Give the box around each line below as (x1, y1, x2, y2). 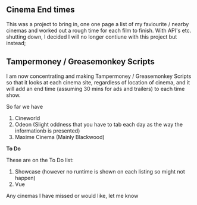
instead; (6, 39, 26, 46)
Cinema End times (6, 5, 75, 15)
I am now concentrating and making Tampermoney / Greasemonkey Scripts (6, 72, 192, 80)
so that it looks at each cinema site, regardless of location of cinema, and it (6, 78, 190, 86)
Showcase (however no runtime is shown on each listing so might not (14, 168, 186, 175)
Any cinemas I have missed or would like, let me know (6, 192, 139, 199)
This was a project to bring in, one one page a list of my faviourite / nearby (6, 20, 189, 27)
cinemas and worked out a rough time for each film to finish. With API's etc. (6, 27, 192, 34)
